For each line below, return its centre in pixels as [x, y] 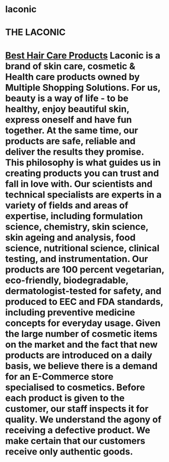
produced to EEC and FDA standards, [84, 302]
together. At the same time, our [72, 130]
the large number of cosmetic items [81, 334]
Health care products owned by [72, 77]
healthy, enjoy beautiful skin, [67, 109]
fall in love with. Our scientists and [79, 184]
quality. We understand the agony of [83, 419]
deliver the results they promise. [75, 152]
